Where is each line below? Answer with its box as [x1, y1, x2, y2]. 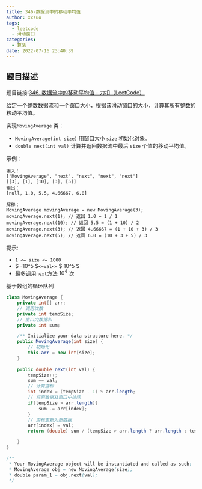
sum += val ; [28, 378, 58, 384]
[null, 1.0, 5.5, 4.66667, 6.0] [6, 190, 87, 196]
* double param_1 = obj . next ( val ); [8, 472, 98, 478]
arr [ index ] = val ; [28, 422, 74, 428]
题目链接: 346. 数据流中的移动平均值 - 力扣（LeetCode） [6, 88, 145, 96]
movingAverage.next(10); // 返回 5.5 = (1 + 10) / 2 [6, 220, 139, 226]
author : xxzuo [6, 14, 42, 20]
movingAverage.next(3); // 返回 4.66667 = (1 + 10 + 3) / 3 [6, 226, 158, 232]
